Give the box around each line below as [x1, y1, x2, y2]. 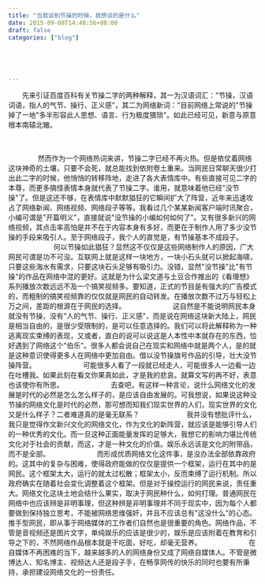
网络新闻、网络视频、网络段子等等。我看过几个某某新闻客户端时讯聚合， [21, 203, 257, 213]
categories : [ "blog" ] [8, 33, 80, 42]
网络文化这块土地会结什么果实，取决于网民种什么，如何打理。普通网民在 [21, 489, 257, 498]
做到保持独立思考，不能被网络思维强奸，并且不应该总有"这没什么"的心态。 [14, 508, 257, 518]
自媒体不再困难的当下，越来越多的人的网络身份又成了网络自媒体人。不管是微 [8, 548, 257, 557]
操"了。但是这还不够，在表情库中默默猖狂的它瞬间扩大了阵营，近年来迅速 [8, 193, 247, 203]
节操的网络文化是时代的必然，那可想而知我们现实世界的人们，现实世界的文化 [8, 400, 257, 410]
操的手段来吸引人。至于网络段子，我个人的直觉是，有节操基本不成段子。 [8, 232, 243, 242]
